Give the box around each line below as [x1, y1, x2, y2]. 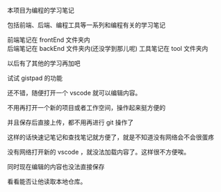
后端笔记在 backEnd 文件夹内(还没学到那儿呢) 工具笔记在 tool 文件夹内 [7, 45, 208, 52]
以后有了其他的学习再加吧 [7, 59, 81, 67]
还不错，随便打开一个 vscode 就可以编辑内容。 [7, 89, 142, 97]
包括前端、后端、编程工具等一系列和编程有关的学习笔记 [7, 21, 165, 29]
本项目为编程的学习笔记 [7, 6, 74, 14]
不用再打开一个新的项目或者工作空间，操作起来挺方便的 [7, 104, 165, 111]
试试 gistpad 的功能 [7, 74, 63, 82]
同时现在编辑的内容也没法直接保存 [7, 163, 105, 170]
